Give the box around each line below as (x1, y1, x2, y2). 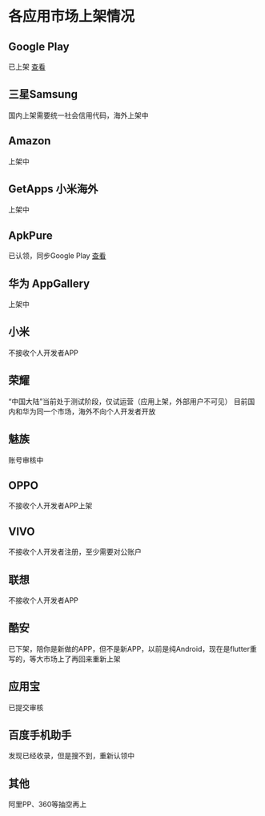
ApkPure (8, 228, 54, 242)
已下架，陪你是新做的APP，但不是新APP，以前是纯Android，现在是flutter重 (8, 644, 258, 653)
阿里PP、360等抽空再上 (8, 799, 87, 810)
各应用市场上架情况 (8, 7, 135, 26)
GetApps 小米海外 (8, 182, 98, 196)
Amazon (8, 134, 51, 148)
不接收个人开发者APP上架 (8, 501, 93, 511)
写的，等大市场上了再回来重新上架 (8, 654, 121, 664)
